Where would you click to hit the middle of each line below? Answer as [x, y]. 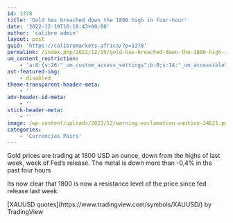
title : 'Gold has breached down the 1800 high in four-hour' [97, 20]
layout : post [26, 39]
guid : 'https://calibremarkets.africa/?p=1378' [77, 46]
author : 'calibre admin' [43, 33]
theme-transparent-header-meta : [54, 84]
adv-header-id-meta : [37, 98]
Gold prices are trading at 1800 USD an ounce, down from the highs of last [114, 156]
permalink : [23, 53]
